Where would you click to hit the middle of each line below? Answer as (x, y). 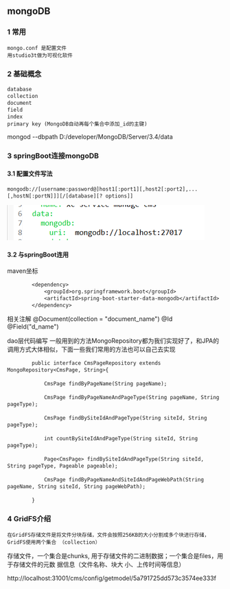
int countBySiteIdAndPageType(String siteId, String (120, 439)
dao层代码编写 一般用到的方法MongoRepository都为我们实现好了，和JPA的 (113, 341)
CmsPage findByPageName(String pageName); (105, 384)
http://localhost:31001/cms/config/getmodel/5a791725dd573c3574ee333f (112, 578)
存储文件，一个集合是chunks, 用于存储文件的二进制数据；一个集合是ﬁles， (112, 555)
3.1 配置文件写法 (30, 173)
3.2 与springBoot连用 (38, 254)
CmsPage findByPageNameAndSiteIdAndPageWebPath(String (124, 480)
